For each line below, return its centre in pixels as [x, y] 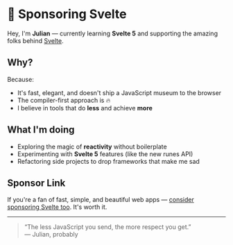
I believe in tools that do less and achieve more [85, 108]
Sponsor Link [36, 183]
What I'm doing [41, 130]
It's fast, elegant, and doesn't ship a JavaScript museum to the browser [119, 92]
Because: [21, 79]
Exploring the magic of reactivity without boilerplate [92, 146]
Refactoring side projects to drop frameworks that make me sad [108, 161]
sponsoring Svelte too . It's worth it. [57, 207]
